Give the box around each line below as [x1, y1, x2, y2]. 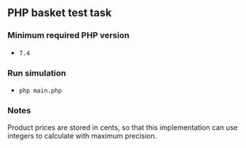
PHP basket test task [7, 6, 112, 20]
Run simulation [7, 67, 66, 78]
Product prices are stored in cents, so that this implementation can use [7, 123, 238, 132]
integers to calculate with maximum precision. [7, 131, 157, 141]
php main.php [18, 87, 62, 94]
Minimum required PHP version [7, 30, 130, 41]
